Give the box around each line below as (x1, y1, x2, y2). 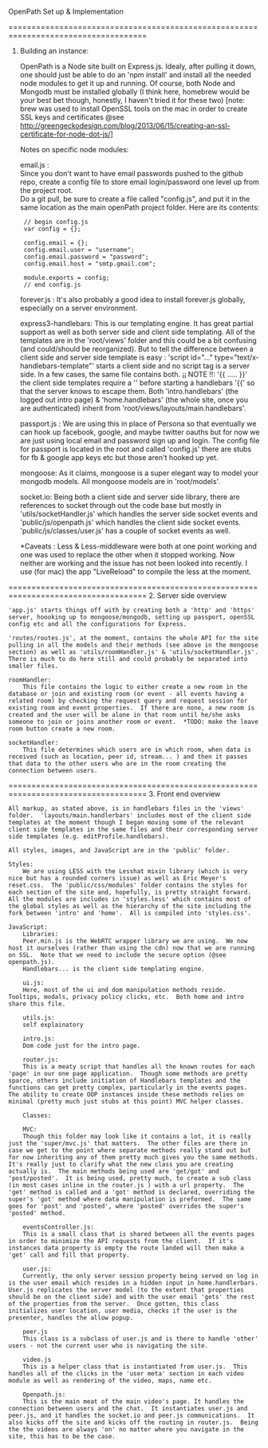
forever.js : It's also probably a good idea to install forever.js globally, (19, 295, 246, 304)
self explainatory (22, 1021, 84, 1029)
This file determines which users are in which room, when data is (22, 746, 251, 754)
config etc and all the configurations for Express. (8, 620, 187, 628)
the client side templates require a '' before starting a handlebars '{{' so (19, 378, 255, 388)
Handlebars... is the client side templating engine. (22, 965, 205, 973)
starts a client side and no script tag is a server (95, 361, 250, 370)
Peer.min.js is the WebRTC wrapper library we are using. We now (22, 937, 248, 945)
